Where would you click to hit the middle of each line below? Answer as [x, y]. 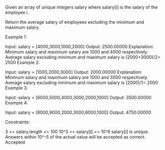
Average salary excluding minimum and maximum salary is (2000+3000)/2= [83, 57]
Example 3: [17, 88]
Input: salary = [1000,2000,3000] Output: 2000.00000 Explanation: [74, 72]
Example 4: [17, 103]
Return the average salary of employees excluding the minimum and [75, 22]
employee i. [17, 12]
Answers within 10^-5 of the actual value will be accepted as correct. [76, 137]
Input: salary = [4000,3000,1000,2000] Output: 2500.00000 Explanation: [80, 46]
